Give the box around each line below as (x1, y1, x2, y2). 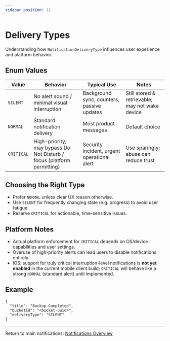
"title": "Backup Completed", (10, 303, 73, 309)
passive (82, 103, 101, 110)
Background (82, 90, 112, 97)
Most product (82, 120, 115, 127)
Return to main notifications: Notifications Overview (5, 330, 113, 336)
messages (82, 126, 107, 133)
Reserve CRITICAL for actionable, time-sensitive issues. (12, 210, 127, 216)
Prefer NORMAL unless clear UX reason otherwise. (12, 194, 113, 200)
